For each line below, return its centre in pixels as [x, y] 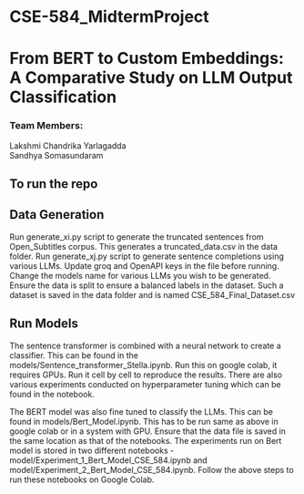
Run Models [44, 324]
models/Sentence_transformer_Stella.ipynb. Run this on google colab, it [143, 365]
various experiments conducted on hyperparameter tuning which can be [145, 384]
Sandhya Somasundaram [56, 155]
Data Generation [57, 215]
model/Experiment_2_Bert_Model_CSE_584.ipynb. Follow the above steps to [152, 469]
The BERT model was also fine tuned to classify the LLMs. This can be [142, 411]
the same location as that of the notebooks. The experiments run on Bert [146, 440]
